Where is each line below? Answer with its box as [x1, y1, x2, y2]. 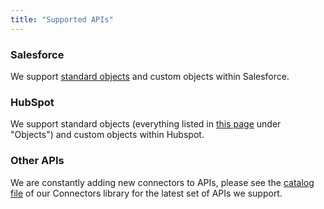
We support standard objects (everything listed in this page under [10, 118, 282, 130]
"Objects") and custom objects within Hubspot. [10, 129, 205, 141]
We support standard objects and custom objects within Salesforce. [10, 70, 290, 82]
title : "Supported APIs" [10, 14, 114, 25]
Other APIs [10, 154, 65, 168]
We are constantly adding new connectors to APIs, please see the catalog [10, 176, 315, 188]
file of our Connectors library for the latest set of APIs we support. [10, 187, 283, 199]
